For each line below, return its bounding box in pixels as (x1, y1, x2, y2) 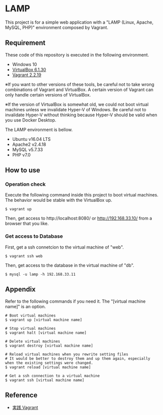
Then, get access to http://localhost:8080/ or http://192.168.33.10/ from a (5, 215, 152, 222)
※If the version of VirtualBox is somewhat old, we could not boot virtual (5, 101, 149, 107)
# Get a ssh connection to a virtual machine (5, 373, 100, 378)
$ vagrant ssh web (5, 254, 43, 258)
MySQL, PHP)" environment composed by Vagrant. (5, 24, 109, 30)
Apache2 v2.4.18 (12, 141, 47, 147)
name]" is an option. (5, 303, 46, 309)
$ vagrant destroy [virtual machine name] (5, 343, 93, 348)
